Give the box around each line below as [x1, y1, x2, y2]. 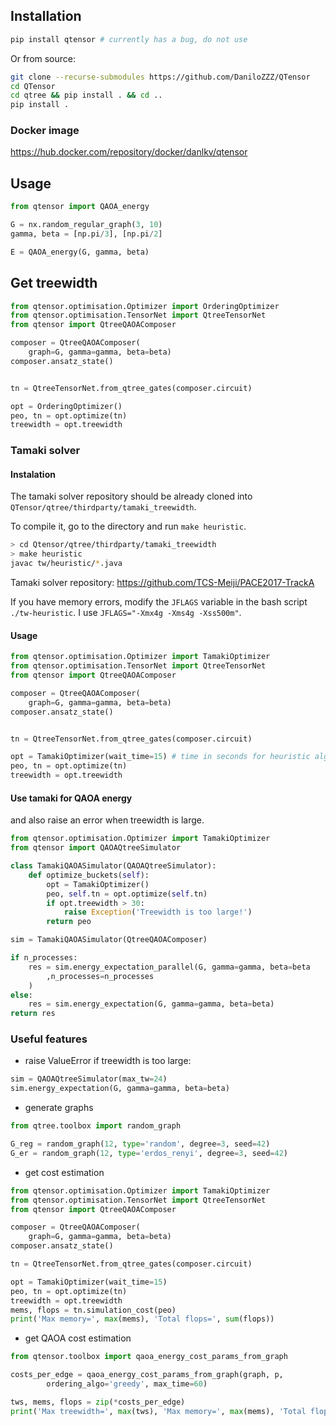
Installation [10, 8, 82, 25]
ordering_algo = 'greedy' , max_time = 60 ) [46, 1379, 208, 1389]
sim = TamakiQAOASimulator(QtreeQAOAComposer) [10, 935, 208, 945]
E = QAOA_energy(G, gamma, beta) [10, 247, 150, 257]
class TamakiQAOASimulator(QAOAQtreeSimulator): [10, 861, 217, 871]
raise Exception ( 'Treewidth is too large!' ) [63, 907, 253, 918]
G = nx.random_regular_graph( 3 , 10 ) [10, 220, 163, 230]
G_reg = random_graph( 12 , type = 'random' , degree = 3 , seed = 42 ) [10, 1139, 271, 1149]
